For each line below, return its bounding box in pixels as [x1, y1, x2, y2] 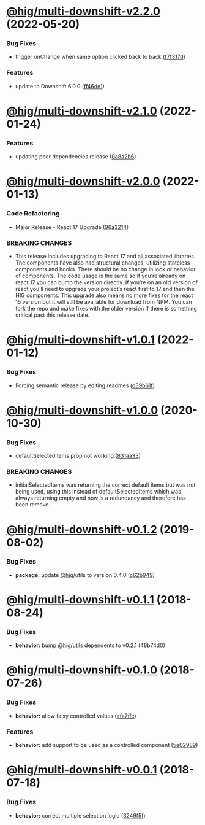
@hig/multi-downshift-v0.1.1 [6, 592, 154, 606]
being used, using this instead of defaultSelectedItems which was [15, 488, 182, 495]
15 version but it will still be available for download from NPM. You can [15, 298, 193, 306]
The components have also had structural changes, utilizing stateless [15, 259, 190, 266]
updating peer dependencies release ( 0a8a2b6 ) [15, 153, 136, 160]
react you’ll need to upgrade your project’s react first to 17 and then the [15, 285, 195, 293]
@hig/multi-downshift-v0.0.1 [6, 763, 157, 777]
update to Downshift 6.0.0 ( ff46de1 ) [15, 82, 105, 90]
